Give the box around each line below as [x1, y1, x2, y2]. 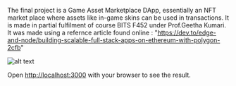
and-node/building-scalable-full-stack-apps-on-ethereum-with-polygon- [7, 36, 221, 44]
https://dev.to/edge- [157, 28, 216, 37]
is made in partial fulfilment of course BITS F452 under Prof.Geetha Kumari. [7, 21, 227, 29]
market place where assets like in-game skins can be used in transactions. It [7, 13, 230, 22]
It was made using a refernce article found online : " [7, 28, 158, 37]
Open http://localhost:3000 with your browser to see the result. [7, 70, 192, 79]
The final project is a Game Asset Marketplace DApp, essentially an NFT [7, 6, 217, 14]
